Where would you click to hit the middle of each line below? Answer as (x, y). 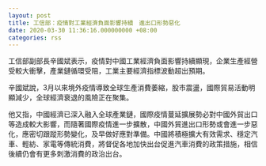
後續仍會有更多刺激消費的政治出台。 (67, 154)
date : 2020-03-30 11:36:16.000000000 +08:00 (83, 30)
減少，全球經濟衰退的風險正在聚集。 (74, 98)
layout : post (30, 15)
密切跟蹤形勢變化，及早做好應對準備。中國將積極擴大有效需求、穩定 (140, 134)
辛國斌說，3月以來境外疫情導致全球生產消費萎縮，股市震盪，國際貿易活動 (128, 88)
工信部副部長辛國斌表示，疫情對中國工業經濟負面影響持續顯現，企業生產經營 (133, 61)
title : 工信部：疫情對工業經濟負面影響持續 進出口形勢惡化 (94, 23)
